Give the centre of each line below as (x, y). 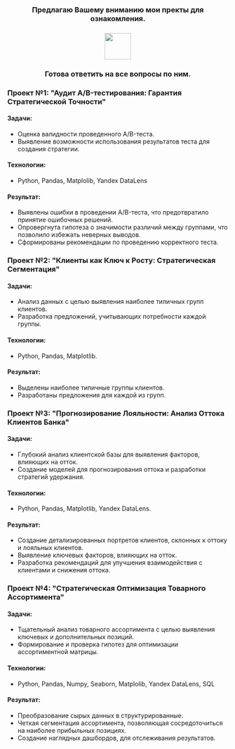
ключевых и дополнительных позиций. (76, 637)
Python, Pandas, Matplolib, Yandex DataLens (82, 181)
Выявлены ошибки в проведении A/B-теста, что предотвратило (113, 212)
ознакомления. (118, 18)
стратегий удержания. (51, 477)
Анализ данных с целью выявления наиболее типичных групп (110, 302)
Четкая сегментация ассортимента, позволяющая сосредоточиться (120, 723)
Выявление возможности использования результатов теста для (114, 141)
